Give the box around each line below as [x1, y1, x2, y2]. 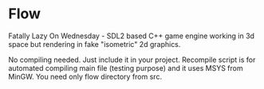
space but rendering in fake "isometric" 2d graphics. [8, 39, 181, 48]
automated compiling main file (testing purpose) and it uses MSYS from [8, 63, 243, 72]
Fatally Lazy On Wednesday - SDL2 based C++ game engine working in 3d [8, 31, 255, 41]
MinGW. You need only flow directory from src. [8, 72, 162, 81]
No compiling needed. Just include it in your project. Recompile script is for [8, 55, 256, 64]
